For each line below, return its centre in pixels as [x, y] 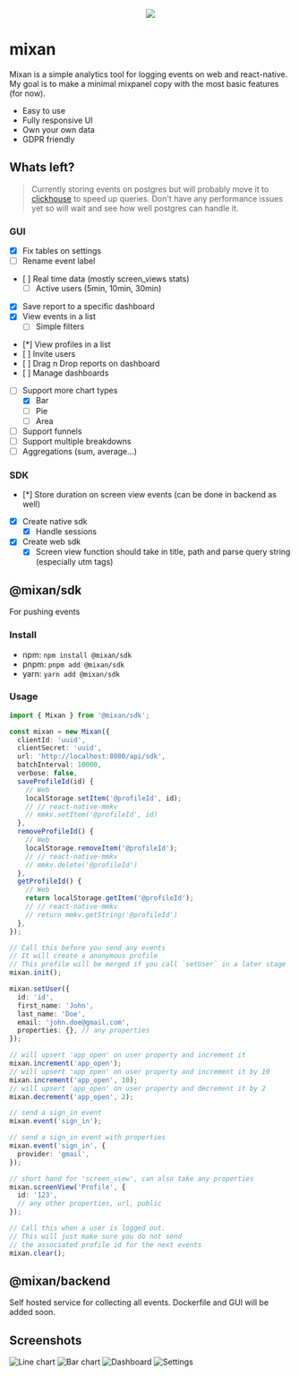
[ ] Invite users [49, 354]
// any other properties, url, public [90, 1204]
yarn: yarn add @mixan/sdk [71, 673]
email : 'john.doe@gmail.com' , [73, 1022]
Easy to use [43, 110]
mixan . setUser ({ [39, 989]
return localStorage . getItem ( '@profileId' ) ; [110, 898]
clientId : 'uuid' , [52, 740]
